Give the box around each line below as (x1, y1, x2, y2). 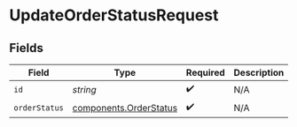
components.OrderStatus (72, 101, 178, 114)
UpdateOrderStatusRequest (9, 5, 219, 26)
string (72, 83, 98, 95)
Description (233, 67, 285, 78)
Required (185, 67, 226, 78)
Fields (9, 41, 44, 56)
